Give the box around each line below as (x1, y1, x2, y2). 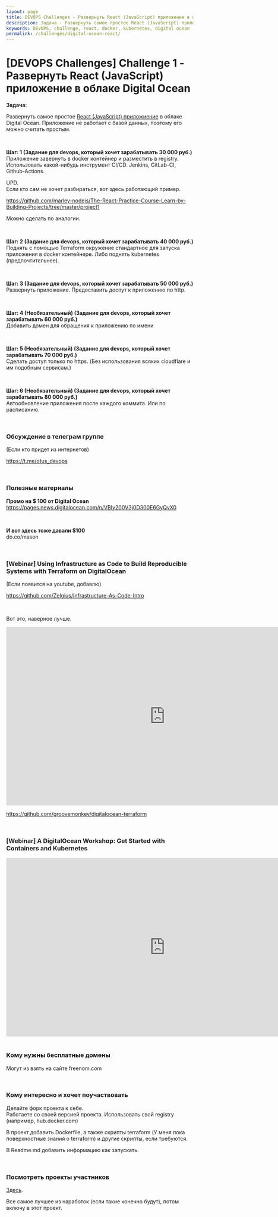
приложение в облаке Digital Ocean (6, 82, 191, 95)
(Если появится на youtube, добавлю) (6, 580, 102, 587)
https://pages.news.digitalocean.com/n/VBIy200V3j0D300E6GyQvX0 (6, 503, 177, 511)
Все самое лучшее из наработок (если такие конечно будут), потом (6, 1198, 179, 1205)
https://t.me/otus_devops (6, 458, 68, 465)
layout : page (6, 8, 39, 15)
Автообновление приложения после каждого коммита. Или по (6, 400, 166, 407)
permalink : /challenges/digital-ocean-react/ (6, 31, 121, 37)
